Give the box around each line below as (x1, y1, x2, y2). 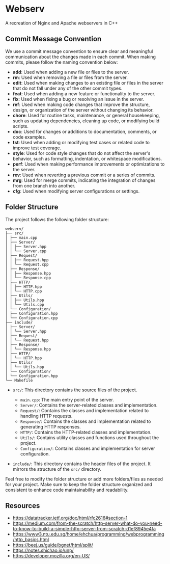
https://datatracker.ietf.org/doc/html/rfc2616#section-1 (12, 515, 128, 521)
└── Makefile (5, 378, 33, 383)
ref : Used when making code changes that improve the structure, (12, 101, 150, 108)
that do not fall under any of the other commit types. (12, 85, 123, 91)
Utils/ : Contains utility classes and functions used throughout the (20, 434, 159, 441)
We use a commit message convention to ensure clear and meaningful (5, 48, 153, 54)
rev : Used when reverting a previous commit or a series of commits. (12, 172, 156, 178)
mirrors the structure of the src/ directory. (12, 466, 102, 472)
